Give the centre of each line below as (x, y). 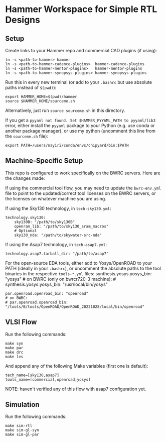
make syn (14, 343)
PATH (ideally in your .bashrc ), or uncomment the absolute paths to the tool (83, 268)
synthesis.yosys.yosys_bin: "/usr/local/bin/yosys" (56, 284)
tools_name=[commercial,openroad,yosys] (48, 379)
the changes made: (25, 178)
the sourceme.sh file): (27, 136)
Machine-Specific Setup (44, 161)
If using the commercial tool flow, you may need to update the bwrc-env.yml (83, 188)
